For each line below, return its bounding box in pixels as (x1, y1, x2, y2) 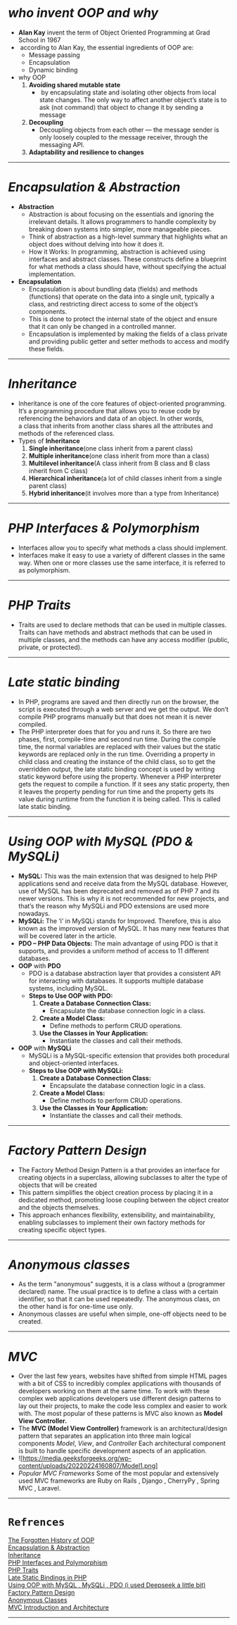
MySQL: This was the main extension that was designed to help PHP (18, 872, 217, 880)
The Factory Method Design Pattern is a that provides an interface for (18, 1165, 220, 1174)
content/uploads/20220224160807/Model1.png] (18, 1462, 158, 1470)
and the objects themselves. (18, 1203, 101, 1212)
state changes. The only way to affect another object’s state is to (39, 95, 227, 103)
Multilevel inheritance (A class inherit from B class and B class (28, 459, 210, 468)
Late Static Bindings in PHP (8, 1574, 87, 1582)
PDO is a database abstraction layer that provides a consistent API (28, 969, 221, 977)
